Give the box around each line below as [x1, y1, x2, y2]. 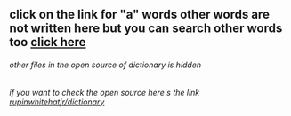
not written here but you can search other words [9, 21, 283, 36]
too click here [9, 35, 86, 50]
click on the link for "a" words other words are [9, 7, 270, 22]
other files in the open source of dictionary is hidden [9, 59, 202, 70]
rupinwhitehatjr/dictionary [9, 97, 105, 107]
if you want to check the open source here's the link [9, 87, 200, 97]
